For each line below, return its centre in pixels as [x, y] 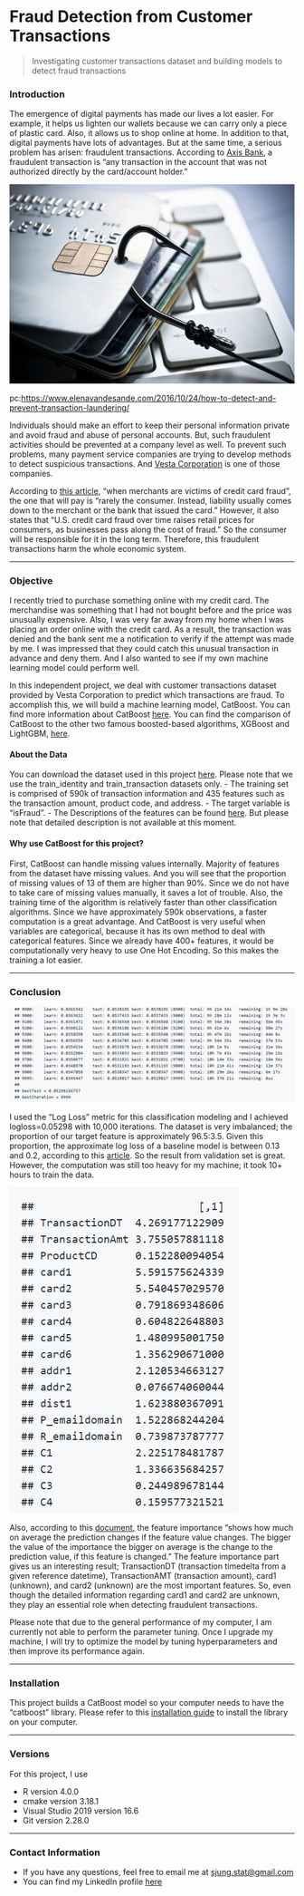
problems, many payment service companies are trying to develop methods [151, 454]
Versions [29, 1754]
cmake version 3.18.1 [61, 1801]
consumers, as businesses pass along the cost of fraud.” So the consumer [148, 529]
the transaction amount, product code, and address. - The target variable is [150, 803]
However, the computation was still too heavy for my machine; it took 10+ [146, 1166]
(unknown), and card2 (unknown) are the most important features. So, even [150, 1586]
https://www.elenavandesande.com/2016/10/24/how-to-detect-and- [149, 398]
